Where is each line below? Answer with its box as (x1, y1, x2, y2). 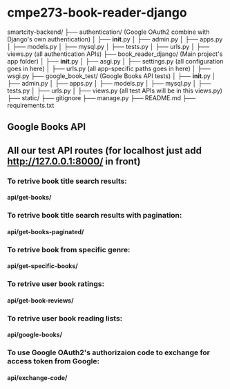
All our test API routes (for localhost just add (7, 144, 202, 156)
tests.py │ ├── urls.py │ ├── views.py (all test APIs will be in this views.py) (7, 86, 223, 95)
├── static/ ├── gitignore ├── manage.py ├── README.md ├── (7, 93, 195, 102)
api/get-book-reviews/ (7, 296, 74, 305)
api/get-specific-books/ (7, 262, 78, 270)
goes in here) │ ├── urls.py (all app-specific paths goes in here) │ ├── (7, 64, 211, 73)
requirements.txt (7, 101, 55, 109)
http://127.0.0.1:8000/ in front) (7, 155, 141, 167)
